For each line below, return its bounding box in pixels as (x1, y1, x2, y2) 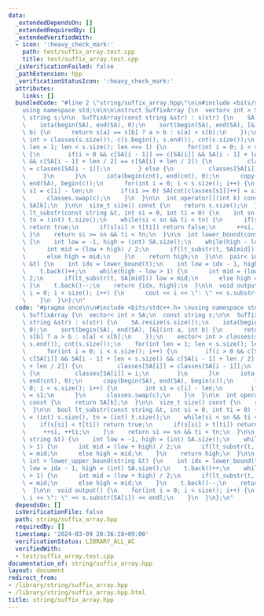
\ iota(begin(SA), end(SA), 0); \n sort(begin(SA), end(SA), (22, 121, 244, 129)
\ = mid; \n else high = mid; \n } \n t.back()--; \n (22, 478, 226, 487)
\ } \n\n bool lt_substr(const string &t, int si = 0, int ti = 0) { (22, 406, 258, 414)
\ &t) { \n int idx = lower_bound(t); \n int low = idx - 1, (22, 260, 241, 268)
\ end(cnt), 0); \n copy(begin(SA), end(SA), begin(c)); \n (22, 376, 234, 385)
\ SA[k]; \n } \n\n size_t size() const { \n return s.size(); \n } (22, 201, 258, 209)
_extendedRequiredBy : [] (15, 26, 97, 34)
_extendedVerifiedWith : (15, 33, 93, 42)
